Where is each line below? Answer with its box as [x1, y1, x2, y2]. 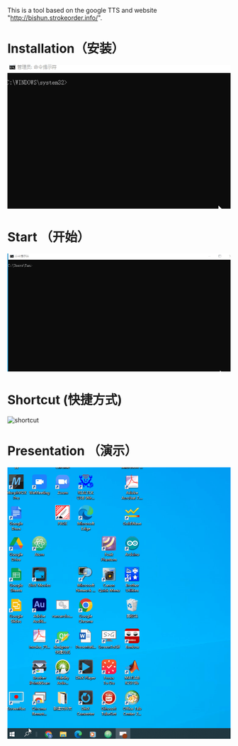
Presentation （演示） [7, 443, 138, 459]
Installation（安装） [7, 40, 125, 57]
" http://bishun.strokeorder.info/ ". [7, 13, 103, 22]
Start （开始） [7, 229, 90, 245]
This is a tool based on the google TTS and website [7, 6, 157, 14]
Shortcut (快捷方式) [7, 392, 123, 408]
